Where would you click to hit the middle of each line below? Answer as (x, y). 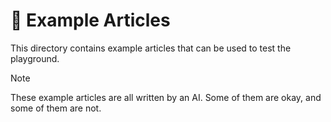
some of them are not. (56, 108)
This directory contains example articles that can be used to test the (151, 48)
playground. (35, 58)
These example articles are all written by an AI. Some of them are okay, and (166, 97)
